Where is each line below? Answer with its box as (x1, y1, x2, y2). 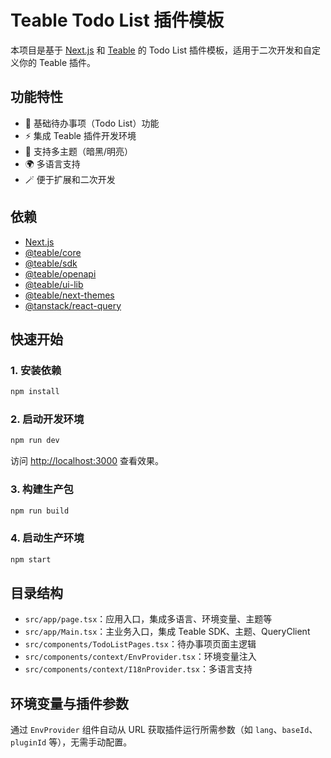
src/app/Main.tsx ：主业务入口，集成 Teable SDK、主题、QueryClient (24, 626, 311, 638)
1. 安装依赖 (10, 363, 62, 377)
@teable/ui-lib (24, 278, 84, 290)
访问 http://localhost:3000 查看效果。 (10, 455, 164, 467)
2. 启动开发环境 (10, 412, 85, 426)
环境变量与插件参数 (10, 695, 129, 712)
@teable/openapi (24, 267, 97, 280)
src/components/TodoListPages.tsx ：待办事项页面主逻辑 (24, 638, 257, 650)
